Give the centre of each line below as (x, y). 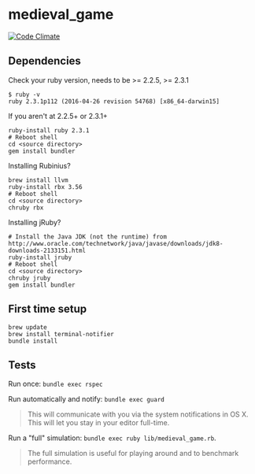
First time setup (48, 309)
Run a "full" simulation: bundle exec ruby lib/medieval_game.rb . (112, 438)
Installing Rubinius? (39, 165)
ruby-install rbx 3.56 (45, 187)
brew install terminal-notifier (61, 334)
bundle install (33, 341)
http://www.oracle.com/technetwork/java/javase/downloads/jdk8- (116, 243)
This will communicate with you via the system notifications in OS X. (138, 414)
